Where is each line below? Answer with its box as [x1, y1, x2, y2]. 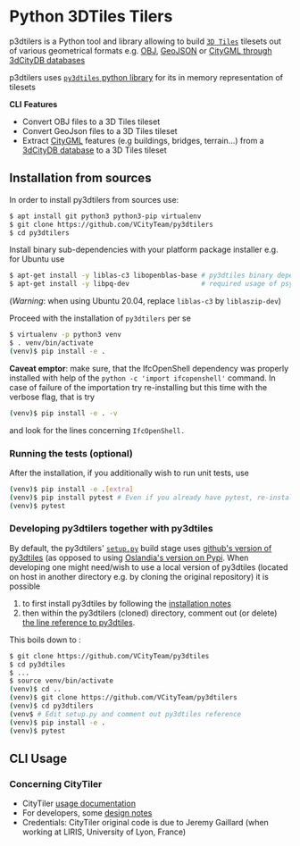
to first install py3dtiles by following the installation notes [21, 598, 232, 608]
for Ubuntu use [9, 254, 65, 264]
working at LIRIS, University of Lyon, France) [21, 826, 187, 837]
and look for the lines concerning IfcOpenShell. [9, 424, 186, 435]
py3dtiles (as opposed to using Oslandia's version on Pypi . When [9, 552, 249, 563]
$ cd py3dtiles [9, 659, 66, 669]
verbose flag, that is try [9, 391, 96, 402]
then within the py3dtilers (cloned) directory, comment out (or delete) [21, 607, 278, 618]
